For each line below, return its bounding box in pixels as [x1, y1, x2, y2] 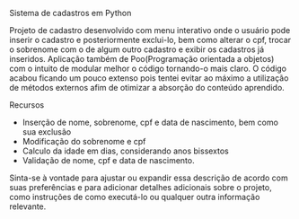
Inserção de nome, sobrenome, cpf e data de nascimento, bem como [22, 117, 278, 127]
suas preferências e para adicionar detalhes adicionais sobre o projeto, [9, 182, 272, 192]
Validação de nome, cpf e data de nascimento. [22, 155, 195, 165]
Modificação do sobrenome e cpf [22, 136, 146, 146]
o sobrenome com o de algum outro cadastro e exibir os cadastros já [9, 44, 265, 55]
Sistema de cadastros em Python [9, 8, 132, 18]
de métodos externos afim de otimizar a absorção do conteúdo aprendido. [9, 83, 285, 92]
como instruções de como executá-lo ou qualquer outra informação [9, 192, 260, 202]
